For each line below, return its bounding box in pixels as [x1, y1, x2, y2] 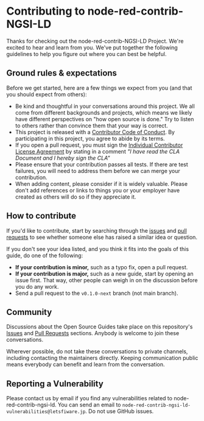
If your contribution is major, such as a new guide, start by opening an [15, 270, 194, 277]
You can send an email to [57, 401, 121, 409]
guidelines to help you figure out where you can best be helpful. [6, 50, 167, 57]
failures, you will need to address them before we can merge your [15, 167, 181, 174]
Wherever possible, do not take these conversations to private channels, [6, 348, 188, 355]
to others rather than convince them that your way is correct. [15, 122, 169, 129]
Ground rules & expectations [6, 68, 118, 79]
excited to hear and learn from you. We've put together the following [6, 44, 178, 51]
